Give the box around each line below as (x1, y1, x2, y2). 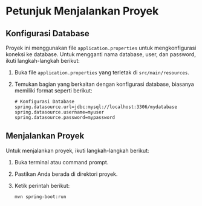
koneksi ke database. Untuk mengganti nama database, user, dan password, (5, 51, 196, 58)
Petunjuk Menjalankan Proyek (5, 4, 159, 18)
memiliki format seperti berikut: (14, 87, 93, 94)
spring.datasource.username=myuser (14, 109, 105, 115)
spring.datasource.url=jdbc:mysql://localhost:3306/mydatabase (14, 104, 178, 110)
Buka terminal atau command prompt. (14, 158, 109, 166)
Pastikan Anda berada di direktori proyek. (14, 170, 118, 178)
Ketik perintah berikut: (14, 182, 70, 189)
